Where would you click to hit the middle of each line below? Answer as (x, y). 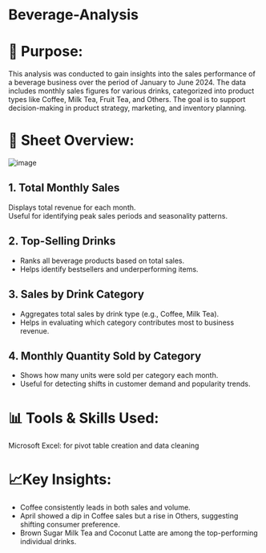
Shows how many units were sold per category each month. (119, 375)
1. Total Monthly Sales (64, 188)
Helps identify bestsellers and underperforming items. (109, 269)
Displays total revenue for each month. (72, 207)
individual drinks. (48, 542)
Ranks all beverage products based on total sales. (102, 260)
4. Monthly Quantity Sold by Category (105, 356)
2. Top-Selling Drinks (62, 242)
